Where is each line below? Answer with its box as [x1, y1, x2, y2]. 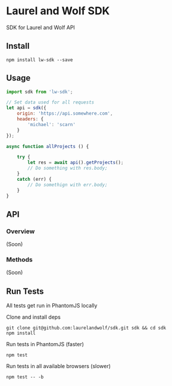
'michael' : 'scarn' [27, 121, 76, 127]
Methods [6, 256, 33, 264]
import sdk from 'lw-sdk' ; [6, 89, 73, 95]
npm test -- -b [6, 374, 44, 380]
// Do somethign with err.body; [27, 181, 108, 188]
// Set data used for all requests [6, 99, 95, 105]
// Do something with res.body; [27, 165, 108, 171]
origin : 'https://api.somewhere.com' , [17, 111, 113, 117]
